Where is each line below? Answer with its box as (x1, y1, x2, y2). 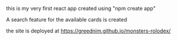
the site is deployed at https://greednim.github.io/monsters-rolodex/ (6, 27, 171, 34)
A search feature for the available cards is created (6, 16, 128, 23)
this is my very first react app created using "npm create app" (6, 5, 156, 12)
